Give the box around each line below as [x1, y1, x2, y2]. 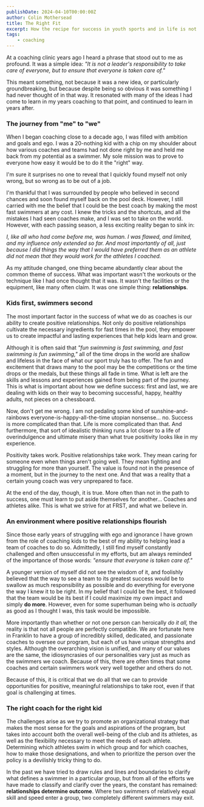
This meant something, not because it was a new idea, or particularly [6, 78, 179, 86]
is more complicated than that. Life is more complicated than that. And [6, 420, 182, 427]
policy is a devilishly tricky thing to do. [6, 757, 102, 764]
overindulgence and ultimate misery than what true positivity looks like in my [6, 433, 198, 441]
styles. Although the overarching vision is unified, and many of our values [6, 645, 190, 652]
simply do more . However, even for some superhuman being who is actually [6, 600, 197, 608]
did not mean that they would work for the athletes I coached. [6, 253, 161, 260]
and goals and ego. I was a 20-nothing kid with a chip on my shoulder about [6, 140, 197, 147]
